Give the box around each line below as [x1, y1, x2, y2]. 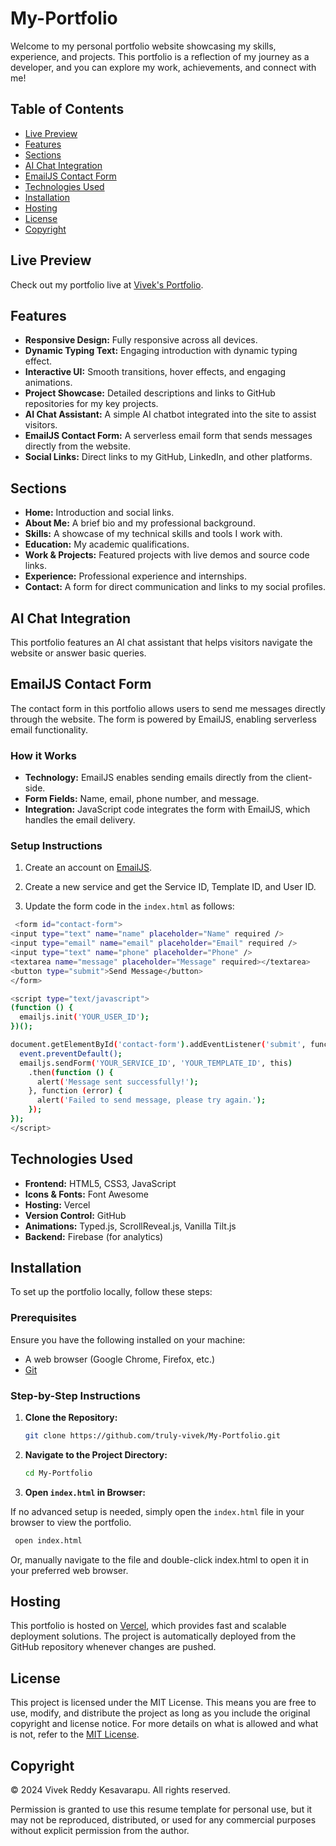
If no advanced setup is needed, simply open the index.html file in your [10, 1505, 305, 1517]
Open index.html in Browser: [24, 1486, 146, 1498]
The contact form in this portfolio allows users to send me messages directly [10, 702, 326, 714]
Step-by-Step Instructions [10, 1388, 141, 1402]
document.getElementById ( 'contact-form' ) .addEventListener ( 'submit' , [10, 1040, 307, 1050]
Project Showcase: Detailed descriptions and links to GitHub [24, 387, 276, 399]
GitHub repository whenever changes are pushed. [10, 1641, 217, 1653]
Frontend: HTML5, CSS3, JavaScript [24, 1177, 177, 1189]
